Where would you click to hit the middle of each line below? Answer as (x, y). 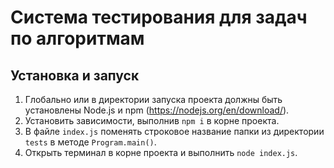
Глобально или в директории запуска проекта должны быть (153, 99)
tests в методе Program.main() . (90, 142)
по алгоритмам (77, 38)
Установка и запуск (75, 75)
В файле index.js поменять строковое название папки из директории (174, 131)
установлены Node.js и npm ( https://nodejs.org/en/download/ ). (157, 110)
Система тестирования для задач (159, 17)
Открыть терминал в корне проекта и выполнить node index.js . (161, 152)
